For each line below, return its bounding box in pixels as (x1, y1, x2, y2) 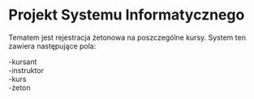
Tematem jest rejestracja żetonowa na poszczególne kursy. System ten (8, 32, 246, 42)
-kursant (8, 57, 37, 67)
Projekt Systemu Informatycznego (8, 6, 245, 24)
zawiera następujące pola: (8, 41, 97, 50)
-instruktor (8, 65, 45, 75)
